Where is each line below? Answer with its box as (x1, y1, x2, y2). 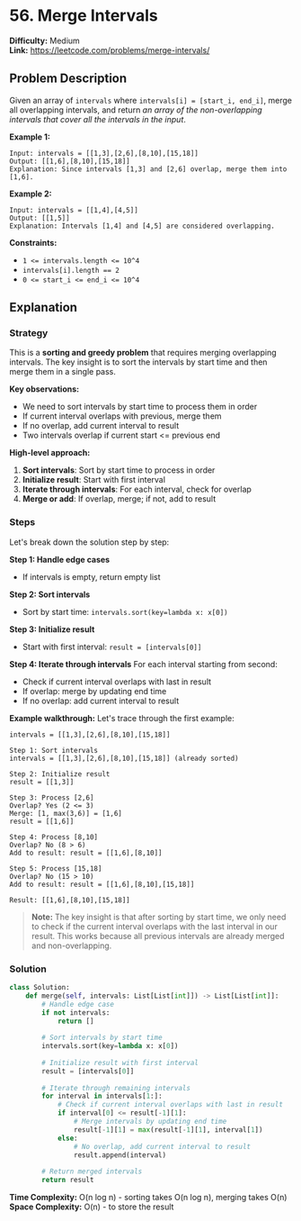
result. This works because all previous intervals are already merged (31, 930, 285, 941)
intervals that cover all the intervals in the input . (9, 113, 187, 124)
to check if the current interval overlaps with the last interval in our (31, 920, 279, 932)
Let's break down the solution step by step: (9, 537, 170, 547)
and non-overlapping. (31, 940, 112, 951)
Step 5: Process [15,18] (9, 864, 102, 873)
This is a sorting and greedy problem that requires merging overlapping (9, 348, 277, 358)
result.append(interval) (73, 1150, 167, 1160)
